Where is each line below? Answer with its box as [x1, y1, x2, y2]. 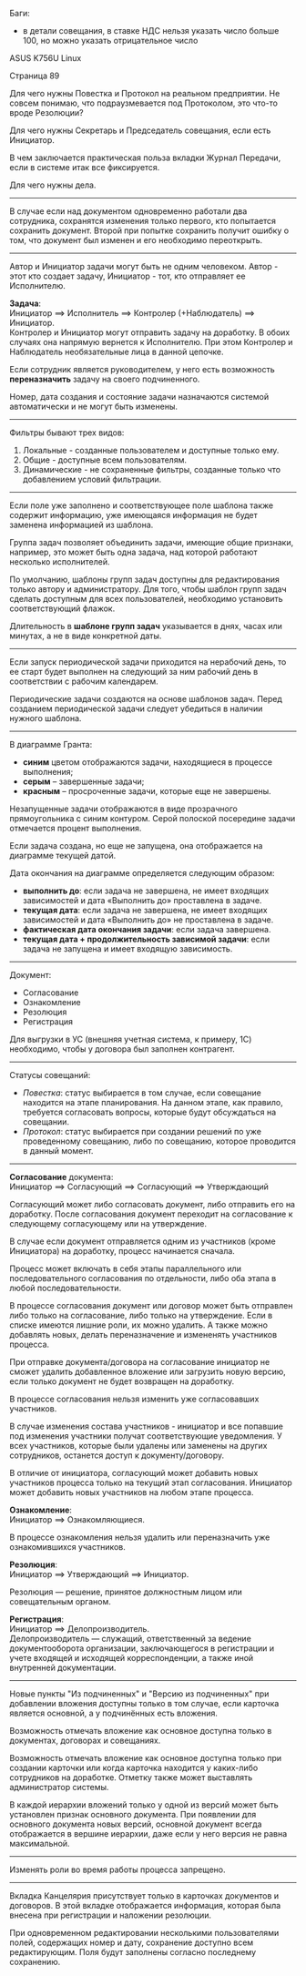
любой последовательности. [9, 1283, 122, 1293]
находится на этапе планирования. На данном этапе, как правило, [22, 1097, 284, 1107]
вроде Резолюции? [9, 107, 84, 117]
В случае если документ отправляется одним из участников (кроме [9, 1236, 276, 1247]
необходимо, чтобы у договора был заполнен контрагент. [9, 1044, 235, 1054]
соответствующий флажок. [9, 603, 116, 614]
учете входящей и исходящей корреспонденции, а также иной [9, 1653, 254, 1663]
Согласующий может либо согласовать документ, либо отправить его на [9, 1199, 296, 1209]
